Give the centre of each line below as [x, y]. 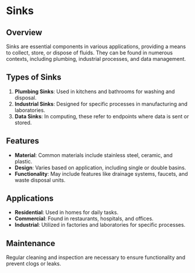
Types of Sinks [34, 77]
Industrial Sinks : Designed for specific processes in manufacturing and [101, 104]
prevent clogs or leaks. [34, 264]
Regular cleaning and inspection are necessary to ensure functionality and [96, 257]
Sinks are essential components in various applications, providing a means [96, 46]
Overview [24, 33]
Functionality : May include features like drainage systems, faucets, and [101, 173]
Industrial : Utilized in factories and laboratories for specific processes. [100, 225]
